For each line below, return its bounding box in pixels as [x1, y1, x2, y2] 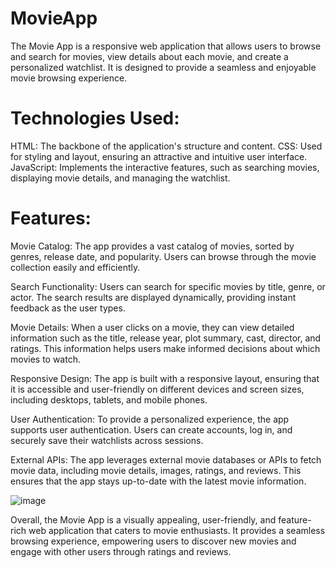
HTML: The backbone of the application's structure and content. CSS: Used [10, 140, 323, 152]
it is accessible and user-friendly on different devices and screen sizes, [10, 383, 305, 395]
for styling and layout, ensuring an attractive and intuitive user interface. [10, 150, 308, 162]
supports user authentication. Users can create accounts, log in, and [10, 423, 293, 436]
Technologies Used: [10, 107, 180, 130]
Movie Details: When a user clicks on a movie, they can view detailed [10, 321, 295, 333]
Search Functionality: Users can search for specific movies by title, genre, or [10, 280, 326, 292]
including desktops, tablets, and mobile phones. [10, 393, 208, 406]
